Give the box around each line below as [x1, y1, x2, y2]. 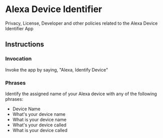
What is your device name [12, 116, 67, 122]
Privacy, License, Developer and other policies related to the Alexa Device [5, 20, 158, 26]
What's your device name [12, 111, 66, 117]
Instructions [5, 40, 44, 49]
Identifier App [5, 25, 34, 31]
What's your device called [12, 122, 67, 128]
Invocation [5, 55, 32, 62]
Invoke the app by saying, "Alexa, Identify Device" [5, 66, 108, 73]
